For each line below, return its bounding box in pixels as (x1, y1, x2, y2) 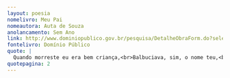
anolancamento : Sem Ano (7, 28, 75, 36)
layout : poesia (7, 9, 51, 17)
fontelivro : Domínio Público (7, 41, 90, 48)
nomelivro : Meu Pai (7, 16, 63, 23)
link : (7, 35, 23, 42)
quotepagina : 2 (7, 60, 51, 67)
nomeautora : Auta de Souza (7, 22, 84, 29)
